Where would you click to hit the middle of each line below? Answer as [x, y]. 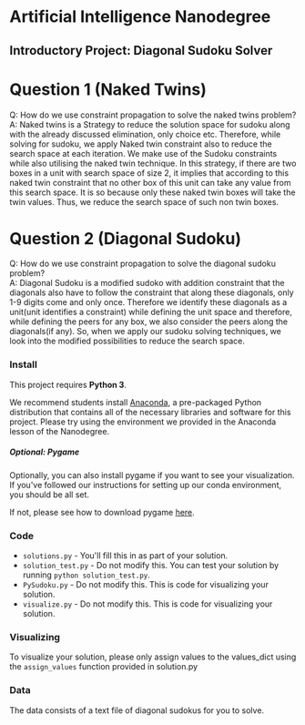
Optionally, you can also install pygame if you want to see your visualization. [152, 475]
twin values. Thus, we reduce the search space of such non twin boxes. [144, 201]
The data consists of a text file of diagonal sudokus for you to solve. [137, 710]
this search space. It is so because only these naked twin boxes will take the [152, 192]
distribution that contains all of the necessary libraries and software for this [150, 412]
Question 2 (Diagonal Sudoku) [126, 238]
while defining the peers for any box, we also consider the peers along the [149, 322]
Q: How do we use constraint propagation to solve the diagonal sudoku [142, 264]
